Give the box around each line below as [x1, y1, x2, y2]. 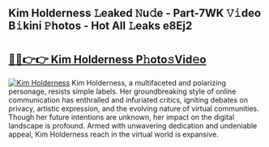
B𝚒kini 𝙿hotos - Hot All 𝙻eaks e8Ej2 [8, 19, 193, 33]
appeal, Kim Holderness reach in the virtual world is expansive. [8, 129, 219, 139]
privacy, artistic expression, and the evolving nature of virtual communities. [8, 104, 259, 113]
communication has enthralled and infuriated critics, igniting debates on [8, 95, 249, 104]
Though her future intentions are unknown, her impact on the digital [8, 112, 235, 122]
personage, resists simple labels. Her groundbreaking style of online [8, 86, 237, 96]
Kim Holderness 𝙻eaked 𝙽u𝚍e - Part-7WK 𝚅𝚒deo [8, 6, 262, 20]
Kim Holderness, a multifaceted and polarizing [71, 78, 227, 87]
